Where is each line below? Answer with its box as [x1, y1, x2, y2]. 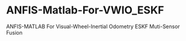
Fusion [6, 29, 23, 36]
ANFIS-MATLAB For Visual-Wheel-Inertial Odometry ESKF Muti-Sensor [6, 23, 180, 30]
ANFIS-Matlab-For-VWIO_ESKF [6, 4, 165, 17]
